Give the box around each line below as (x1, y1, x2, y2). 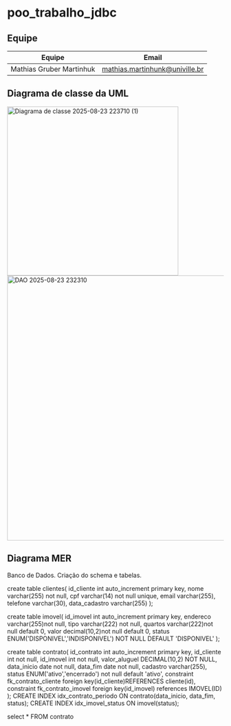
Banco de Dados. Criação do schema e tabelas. (7, 571, 142, 579)
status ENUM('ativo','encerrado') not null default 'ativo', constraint (7, 669, 194, 678)
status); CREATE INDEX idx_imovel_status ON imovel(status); (7, 698, 179, 707)
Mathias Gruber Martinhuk (10, 64, 96, 74)
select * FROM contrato (7, 712, 74, 720)
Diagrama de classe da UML (7, 88, 129, 99)
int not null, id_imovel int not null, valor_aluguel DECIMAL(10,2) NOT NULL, (7, 655, 218, 663)
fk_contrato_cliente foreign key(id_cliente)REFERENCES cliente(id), (7, 677, 196, 685)
